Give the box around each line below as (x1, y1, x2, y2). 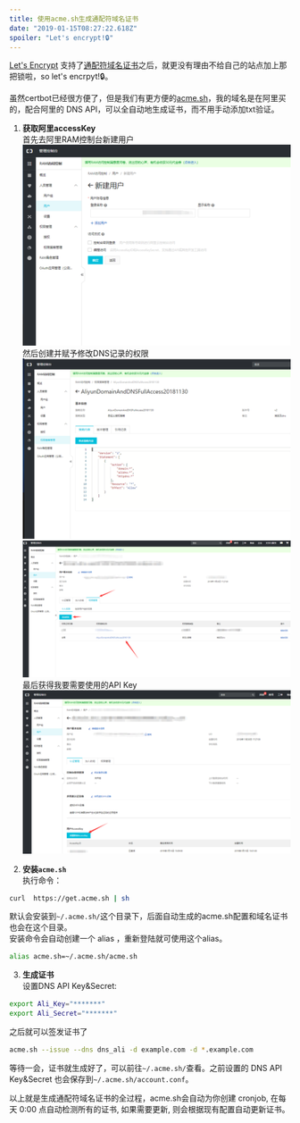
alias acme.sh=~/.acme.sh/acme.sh (9, 952, 138, 961)
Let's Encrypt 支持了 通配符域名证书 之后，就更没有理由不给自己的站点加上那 (9, 60, 287, 71)
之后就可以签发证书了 (9, 1027, 87, 1037)
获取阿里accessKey (21, 123, 96, 134)
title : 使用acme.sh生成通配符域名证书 (9, 14, 139, 23)
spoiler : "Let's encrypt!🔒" (9, 33, 114, 42)
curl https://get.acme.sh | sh (9, 893, 129, 902)
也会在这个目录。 (9, 922, 72, 933)
